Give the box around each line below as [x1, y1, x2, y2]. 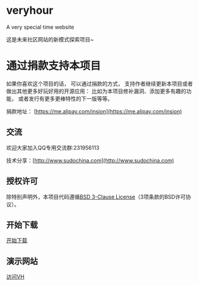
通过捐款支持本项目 [6, 59, 101, 73]
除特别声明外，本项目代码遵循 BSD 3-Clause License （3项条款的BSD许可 [6, 193, 186, 200]
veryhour [6, 4, 54, 17]
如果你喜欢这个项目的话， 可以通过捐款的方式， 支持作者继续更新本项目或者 [6, 80, 193, 87]
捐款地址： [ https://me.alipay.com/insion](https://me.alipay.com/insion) [6, 107, 182, 115]
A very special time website [6, 23, 75, 31]
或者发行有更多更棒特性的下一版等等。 [17, 95, 113, 102]
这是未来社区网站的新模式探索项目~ [6, 35, 94, 43]
